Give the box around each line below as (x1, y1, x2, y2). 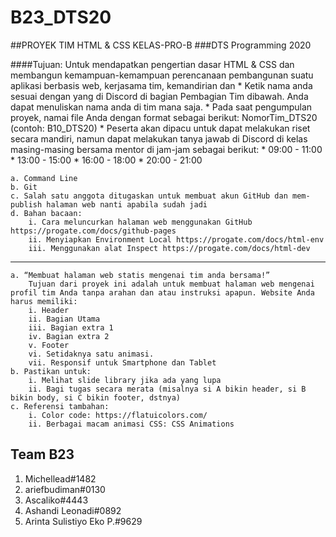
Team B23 (10, 446, 75, 463)
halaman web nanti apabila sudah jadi (46, 199, 208, 210)
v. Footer (28, 340, 70, 350)
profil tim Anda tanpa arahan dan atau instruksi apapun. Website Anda (10, 287, 315, 298)
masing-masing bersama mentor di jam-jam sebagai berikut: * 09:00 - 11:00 (10, 143, 323, 155)
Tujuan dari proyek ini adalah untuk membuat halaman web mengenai (28, 279, 315, 289)
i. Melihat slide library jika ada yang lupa (28, 375, 222, 385)
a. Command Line (10, 173, 78, 183)
